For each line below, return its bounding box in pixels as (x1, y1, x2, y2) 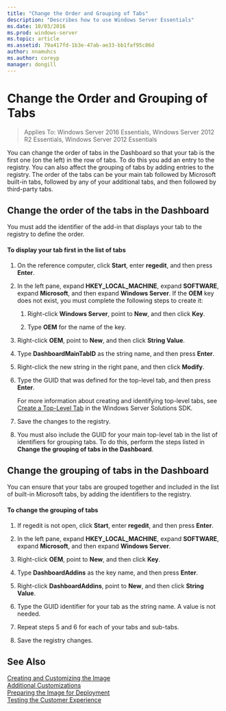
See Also (7, 655, 46, 667)
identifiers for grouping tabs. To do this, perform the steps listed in (16, 437, 205, 446)
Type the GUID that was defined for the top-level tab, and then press (16, 376, 211, 384)
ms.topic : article (7, 36, 60, 43)
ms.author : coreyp (7, 55, 60, 62)
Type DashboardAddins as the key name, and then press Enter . (16, 568, 199, 577)
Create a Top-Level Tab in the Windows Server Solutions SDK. (16, 404, 193, 412)
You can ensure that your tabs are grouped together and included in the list (7, 483, 219, 491)
